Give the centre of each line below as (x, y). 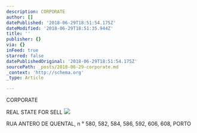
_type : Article (25, 78)
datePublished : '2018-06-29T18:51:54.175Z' (61, 23)
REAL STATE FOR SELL (34, 112)
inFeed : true (22, 50)
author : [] (20, 17)
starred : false (25, 56)
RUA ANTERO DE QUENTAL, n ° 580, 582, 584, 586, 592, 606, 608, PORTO (99, 124)
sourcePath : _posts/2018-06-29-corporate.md (62, 67)
